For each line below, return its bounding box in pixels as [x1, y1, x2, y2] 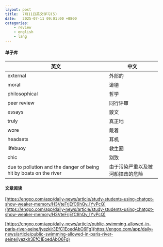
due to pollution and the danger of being [7, 164, 99, 170]
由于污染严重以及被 [109, 163, 153, 170]
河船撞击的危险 [109, 170, 143, 177]
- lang [14, 34, 27, 39]
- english [14, 30, 34, 34]
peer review [7, 100, 35, 107]
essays [7, 108, 24, 115]
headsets [7, 136, 29, 143]
